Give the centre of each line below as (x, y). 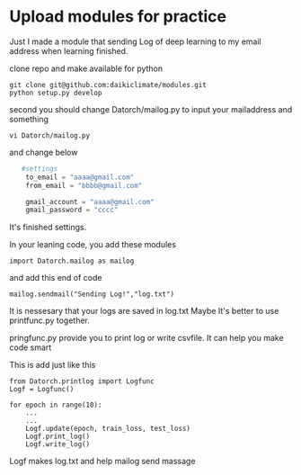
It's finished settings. (48, 228)
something (29, 119)
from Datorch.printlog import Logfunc (82, 381)
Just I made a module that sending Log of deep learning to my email (136, 41)
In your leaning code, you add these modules (93, 245)
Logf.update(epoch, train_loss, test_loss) (108, 429)
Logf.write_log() (58, 444)
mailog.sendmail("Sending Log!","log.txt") (92, 294)
